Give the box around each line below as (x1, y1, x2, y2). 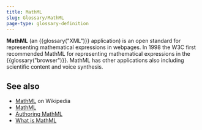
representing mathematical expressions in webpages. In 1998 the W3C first (6, 44, 196, 51)
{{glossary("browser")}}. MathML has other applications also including (6, 56, 185, 64)
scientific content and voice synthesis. (6, 63, 103, 71)
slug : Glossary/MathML (6, 15, 64, 21)
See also (6, 81, 40, 91)
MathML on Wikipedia (15, 97, 71, 105)
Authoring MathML (15, 110, 63, 118)
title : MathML (6, 9, 43, 15)
